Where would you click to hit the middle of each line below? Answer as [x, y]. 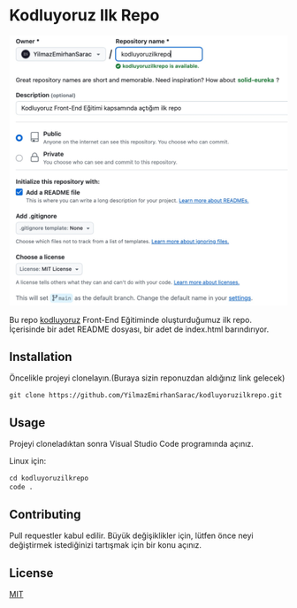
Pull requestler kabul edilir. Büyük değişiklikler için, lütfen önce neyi [131, 535]
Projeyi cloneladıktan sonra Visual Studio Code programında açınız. [131, 444]
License [31, 573]
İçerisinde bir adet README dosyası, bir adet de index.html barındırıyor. [139, 329]
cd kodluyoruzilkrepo [49, 479]
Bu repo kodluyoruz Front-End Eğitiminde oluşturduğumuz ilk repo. [131, 319]
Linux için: [28, 461]
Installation [41, 357]
